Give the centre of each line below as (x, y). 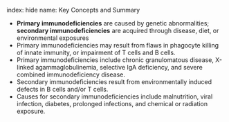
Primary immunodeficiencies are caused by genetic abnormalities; (113, 23)
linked (25, 67)
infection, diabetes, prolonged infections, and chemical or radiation (112, 104)
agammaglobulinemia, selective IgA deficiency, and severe (119, 67)
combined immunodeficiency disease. (71, 74)
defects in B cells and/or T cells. (62, 89)
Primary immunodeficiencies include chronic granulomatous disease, (115, 60)
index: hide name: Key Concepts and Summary (73, 10)
